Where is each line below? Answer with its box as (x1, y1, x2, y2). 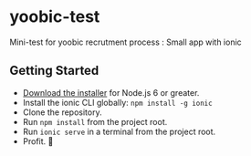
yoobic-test (9, 6, 100, 27)
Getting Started (9, 63, 99, 78)
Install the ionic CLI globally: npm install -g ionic (22, 97, 213, 108)
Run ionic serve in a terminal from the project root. (22, 126, 216, 137)
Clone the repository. (22, 107, 102, 118)
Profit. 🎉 (22, 135, 54, 147)
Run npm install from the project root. (22, 116, 168, 127)
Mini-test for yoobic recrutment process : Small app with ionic (9, 36, 242, 47)
